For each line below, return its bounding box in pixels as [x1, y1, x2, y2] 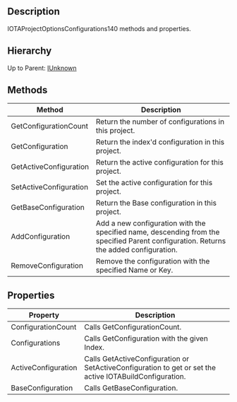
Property [28, 310, 60, 320]
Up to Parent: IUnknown [7, 64, 77, 72]
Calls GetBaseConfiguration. [84, 383, 178, 393]
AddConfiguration [11, 232, 71, 242]
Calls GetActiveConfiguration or [84, 354, 190, 364]
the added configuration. [95, 245, 178, 255]
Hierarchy [7, 45, 52, 57]
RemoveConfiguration [11, 261, 83, 271]
